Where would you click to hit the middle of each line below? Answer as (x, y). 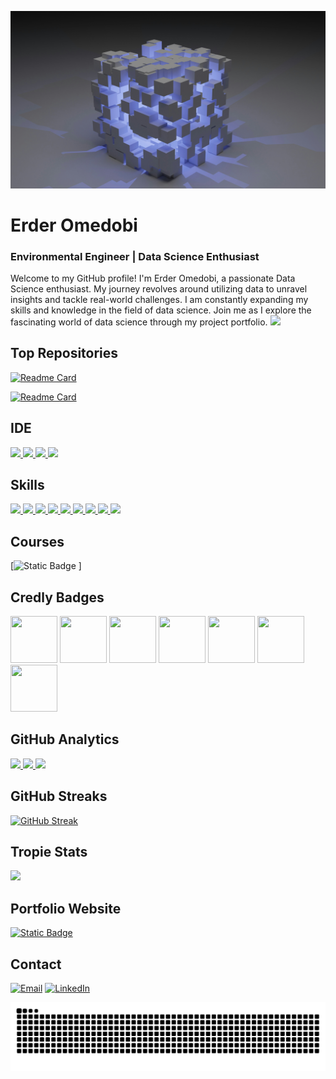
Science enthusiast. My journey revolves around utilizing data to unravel (159, 288)
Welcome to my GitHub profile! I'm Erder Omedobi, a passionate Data (153, 278)
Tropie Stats (49, 852)
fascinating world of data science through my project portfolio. (139, 322)
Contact (36, 964)
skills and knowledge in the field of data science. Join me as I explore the (161, 310)
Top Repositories (64, 353)
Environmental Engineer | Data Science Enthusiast (135, 256)
